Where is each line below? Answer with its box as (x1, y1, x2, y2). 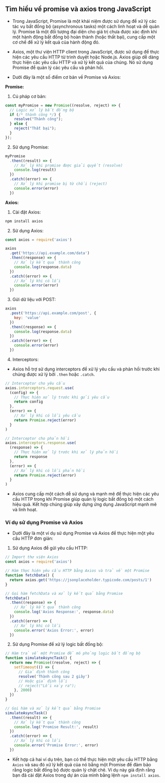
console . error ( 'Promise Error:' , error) (14, 743, 99, 748)
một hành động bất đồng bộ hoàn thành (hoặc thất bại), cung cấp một (12, 34, 156, 40)
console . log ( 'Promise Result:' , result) (14, 724, 99, 730)
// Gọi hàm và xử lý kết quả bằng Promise (5, 706, 101, 711)
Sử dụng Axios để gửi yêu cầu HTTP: (12, 545, 88, 551)
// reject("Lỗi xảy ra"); (18, 683, 77, 688)
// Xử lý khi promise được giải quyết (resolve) (14, 163, 123, 168)
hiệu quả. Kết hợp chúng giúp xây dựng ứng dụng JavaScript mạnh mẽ (12, 501, 157, 508)
